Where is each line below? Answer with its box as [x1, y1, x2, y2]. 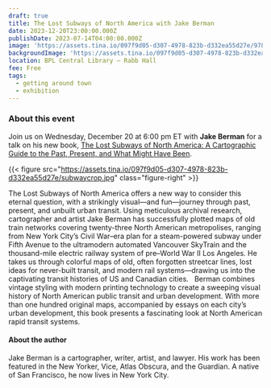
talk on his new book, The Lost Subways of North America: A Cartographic [8, 140, 256, 150]
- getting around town [15, 79, 92, 87]
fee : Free [8, 64, 42, 72]
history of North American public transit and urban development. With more [8, 291, 260, 300]
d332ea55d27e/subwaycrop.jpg [8, 172, 115, 182]
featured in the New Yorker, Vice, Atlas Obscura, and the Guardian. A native [8, 361, 260, 371]
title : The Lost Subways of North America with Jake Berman [8, 19, 215, 27]
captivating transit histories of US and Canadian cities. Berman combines [8, 274, 256, 283]
